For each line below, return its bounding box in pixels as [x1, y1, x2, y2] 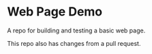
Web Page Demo [7, 4, 103, 20]
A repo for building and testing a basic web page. [7, 26, 146, 34]
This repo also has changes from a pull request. [7, 39, 141, 47]
